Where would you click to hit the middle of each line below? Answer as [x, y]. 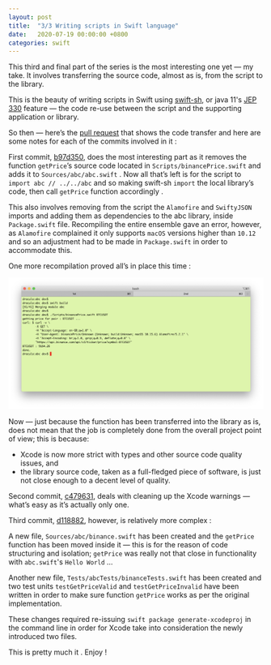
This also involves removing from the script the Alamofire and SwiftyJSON [130, 208]
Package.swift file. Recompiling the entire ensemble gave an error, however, [135, 225]
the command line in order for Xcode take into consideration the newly [126, 628]
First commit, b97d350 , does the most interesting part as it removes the [127, 157]
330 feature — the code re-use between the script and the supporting [125, 109]
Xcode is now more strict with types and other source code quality [131, 454]
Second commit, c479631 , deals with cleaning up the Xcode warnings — [129, 496]
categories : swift [39, 43]
